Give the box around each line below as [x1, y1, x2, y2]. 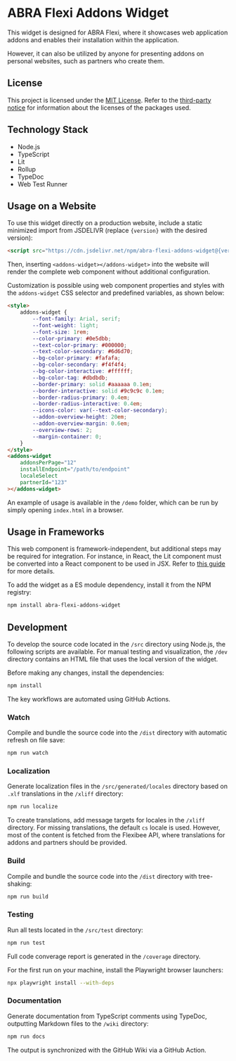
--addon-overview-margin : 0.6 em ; [32, 420, 131, 427]
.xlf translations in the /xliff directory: [7, 789, 124, 798]
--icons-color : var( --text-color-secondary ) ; [32, 407, 169, 414]
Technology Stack [7, 124, 88, 136]
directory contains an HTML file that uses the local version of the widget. [7, 655, 218, 663]
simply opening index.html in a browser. [7, 505, 124, 514]
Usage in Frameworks [7, 526, 105, 538]
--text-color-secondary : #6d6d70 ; [32, 348, 133, 355]
